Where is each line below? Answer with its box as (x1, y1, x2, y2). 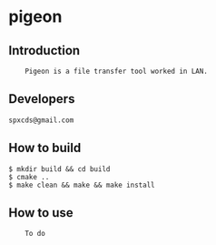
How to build (8, 140, 82, 156)
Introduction (8, 43, 81, 58)
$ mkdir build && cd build (8, 164, 111, 174)
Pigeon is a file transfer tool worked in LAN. (25, 66, 208, 76)
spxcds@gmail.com (8, 116, 74, 125)
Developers (8, 91, 75, 107)
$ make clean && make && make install (8, 180, 155, 189)
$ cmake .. (8, 172, 50, 181)
